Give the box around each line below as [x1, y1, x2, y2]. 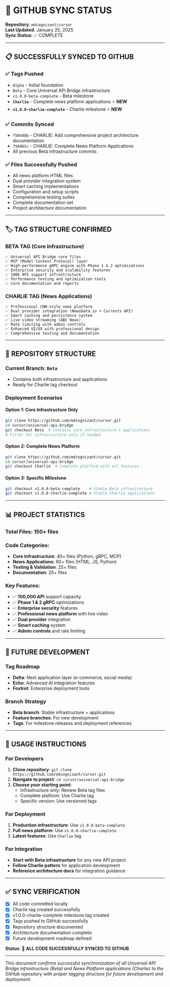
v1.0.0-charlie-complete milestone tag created [12, 912, 109, 918]
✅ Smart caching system [12, 622, 66, 629]
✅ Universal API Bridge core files [5, 254, 81, 259]
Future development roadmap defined [12, 935, 92, 941]
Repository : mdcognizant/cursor [5, 21, 72, 27]
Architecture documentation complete [12, 929, 92, 936]
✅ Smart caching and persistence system [5, 313, 93, 318]
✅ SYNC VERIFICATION [5, 887, 80, 896]
